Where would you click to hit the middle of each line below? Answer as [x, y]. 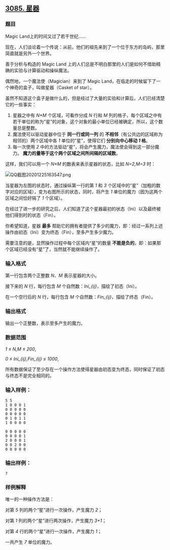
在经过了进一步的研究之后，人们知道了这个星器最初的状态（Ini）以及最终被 [83, 209]
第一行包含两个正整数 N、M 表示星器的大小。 [52, 275]
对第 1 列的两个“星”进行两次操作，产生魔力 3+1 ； [56, 521]
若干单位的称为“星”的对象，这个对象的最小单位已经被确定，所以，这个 [86, 121]
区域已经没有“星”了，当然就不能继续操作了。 [56, 249]
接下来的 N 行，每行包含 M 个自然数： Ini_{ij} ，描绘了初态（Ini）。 [72, 286]
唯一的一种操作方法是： [30, 499]
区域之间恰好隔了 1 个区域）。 [35, 198]
